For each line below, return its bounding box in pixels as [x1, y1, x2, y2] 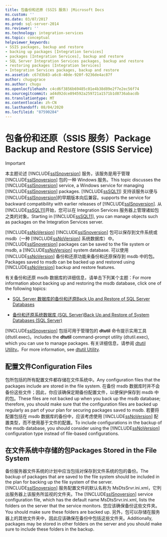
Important [5, 160, 25, 166]
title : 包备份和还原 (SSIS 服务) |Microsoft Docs [5, 7, 105, 12]
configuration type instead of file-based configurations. [5, 430, 120, 436]
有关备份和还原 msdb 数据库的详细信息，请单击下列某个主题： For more [5, 274, 151, 280]
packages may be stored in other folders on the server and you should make [5, 521, 162, 527]
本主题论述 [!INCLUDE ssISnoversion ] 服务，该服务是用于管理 [5, 170, 130, 176]
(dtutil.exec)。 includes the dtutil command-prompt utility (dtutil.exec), [5, 333, 150, 340]
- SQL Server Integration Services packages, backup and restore [5, 58, 144, 63]
